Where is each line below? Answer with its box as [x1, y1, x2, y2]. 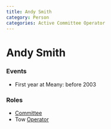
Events [6, 67, 27, 76]
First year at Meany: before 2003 [14, 80, 97, 88]
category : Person [6, 14, 50, 20]
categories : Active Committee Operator [6, 20, 106, 26]
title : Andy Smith [6, 8, 52, 15]
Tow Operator [14, 116, 49, 123]
